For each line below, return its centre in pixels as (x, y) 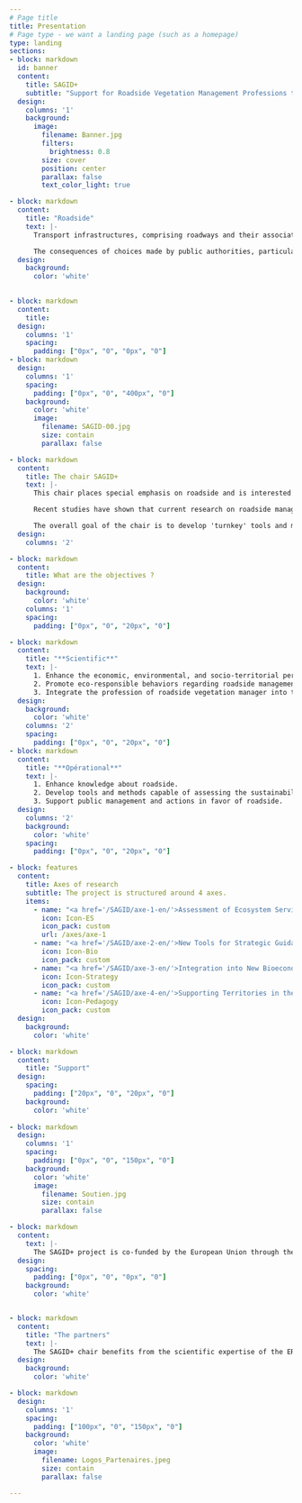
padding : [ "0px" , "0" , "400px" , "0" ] (104, 393)
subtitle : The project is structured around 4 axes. (126, 893)
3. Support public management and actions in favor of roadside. (158, 802)
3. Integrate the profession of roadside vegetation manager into (160, 692)
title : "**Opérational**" (74, 768)
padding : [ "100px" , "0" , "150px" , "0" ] (108, 1426)
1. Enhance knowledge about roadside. (106, 785)
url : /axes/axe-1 (74, 935)
